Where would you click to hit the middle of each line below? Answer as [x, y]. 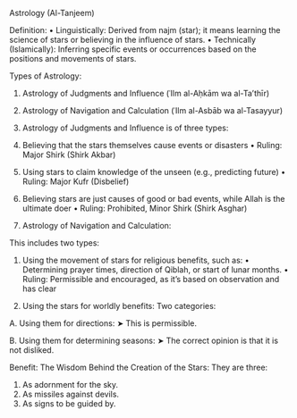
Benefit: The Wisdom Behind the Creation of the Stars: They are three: [139, 367]
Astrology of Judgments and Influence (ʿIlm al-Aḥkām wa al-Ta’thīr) [146, 93]
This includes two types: [55, 243]
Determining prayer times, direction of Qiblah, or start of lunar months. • [155, 270]
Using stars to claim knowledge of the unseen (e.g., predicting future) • [154, 172]
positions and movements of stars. [73, 59]
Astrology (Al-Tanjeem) [52, 13]
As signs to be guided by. [69, 404]
